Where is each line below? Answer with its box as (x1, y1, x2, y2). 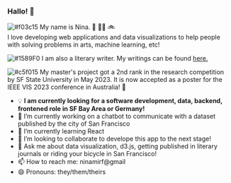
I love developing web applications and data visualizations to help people (7, 33, 221, 42)
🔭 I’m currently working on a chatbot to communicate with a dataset (17, 112, 216, 121)
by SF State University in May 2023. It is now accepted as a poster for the (7, 76, 223, 84)
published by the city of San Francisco (17, 119, 130, 128)
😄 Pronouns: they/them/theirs (17, 167, 106, 176)
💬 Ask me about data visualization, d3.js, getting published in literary (17, 142, 218, 150)
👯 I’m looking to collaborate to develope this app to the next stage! (17, 134, 211, 143)
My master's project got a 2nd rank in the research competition (40, 68, 225, 76)
